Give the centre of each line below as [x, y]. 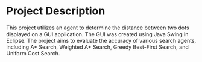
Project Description [56, 11]
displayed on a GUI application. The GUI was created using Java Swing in [97, 34]
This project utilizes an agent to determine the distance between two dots [98, 28]
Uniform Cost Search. [33, 53]
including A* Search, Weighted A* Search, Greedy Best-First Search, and [97, 47]
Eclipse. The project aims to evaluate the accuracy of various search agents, [101, 40]
